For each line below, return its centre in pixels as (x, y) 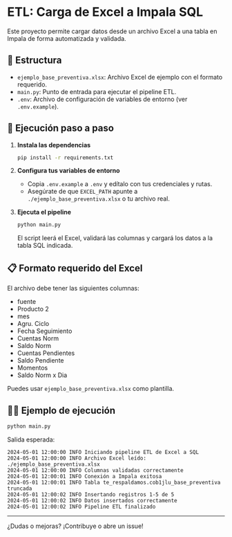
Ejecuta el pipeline (44, 212)
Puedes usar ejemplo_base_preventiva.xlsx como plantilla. (91, 389)
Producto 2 (33, 309)
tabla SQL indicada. (45, 246)
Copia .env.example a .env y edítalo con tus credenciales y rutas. (120, 184)
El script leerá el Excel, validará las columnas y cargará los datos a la (115, 238)
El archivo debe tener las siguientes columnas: (73, 289)
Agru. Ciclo (33, 324)
